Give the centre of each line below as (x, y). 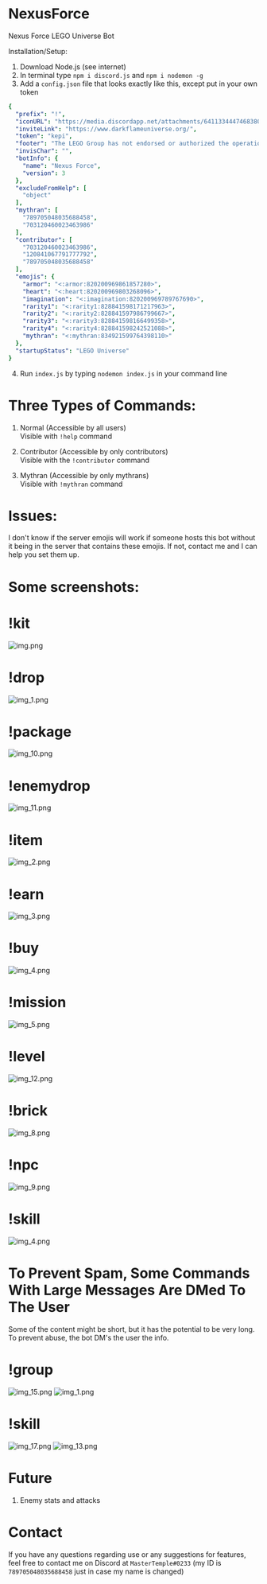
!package (40, 732)
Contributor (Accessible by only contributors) (94, 451)
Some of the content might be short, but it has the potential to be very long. (132, 1329)
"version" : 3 (44, 173)
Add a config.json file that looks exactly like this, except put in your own (139, 84)
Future (31, 1478)
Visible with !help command (66, 436)
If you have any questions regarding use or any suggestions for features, (127, 1554)
